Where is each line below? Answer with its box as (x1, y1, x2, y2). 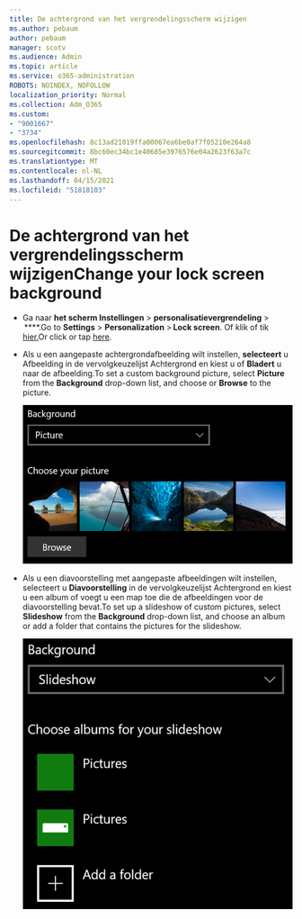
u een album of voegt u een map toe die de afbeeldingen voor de (22, 591, 263, 602)
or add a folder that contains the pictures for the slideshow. (22, 620, 242, 631)
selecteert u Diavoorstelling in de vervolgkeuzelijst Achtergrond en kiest (22, 581, 292, 593)
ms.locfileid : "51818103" (9, 185, 106, 194)
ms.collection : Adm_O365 (9, 100, 102, 109)
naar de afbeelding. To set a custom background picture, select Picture (22, 368, 285, 379)
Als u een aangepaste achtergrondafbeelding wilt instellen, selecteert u (22, 349, 289, 360)
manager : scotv (9, 43, 67, 52)
